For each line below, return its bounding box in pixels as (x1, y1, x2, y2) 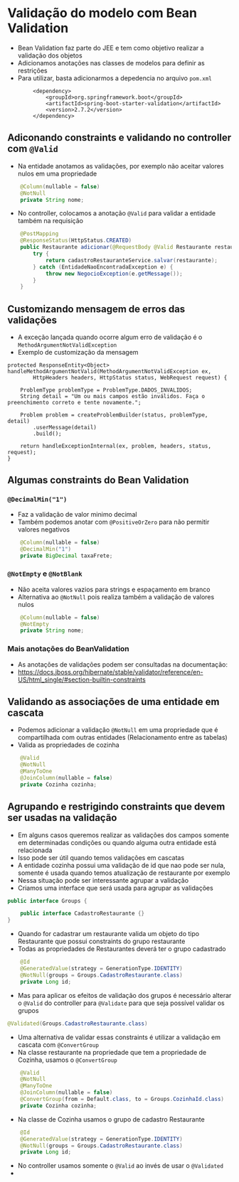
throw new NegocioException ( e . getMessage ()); (45, 270, 183, 277)
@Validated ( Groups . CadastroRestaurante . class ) (7, 1020, 148, 1027)
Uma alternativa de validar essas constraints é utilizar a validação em (17, 1033, 221, 1041)
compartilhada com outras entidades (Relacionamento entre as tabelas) (17, 734, 228, 742)
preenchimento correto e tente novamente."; (7, 399, 142, 407)
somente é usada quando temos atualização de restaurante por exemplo (17, 869, 230, 877)
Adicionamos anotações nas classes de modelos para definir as (17, 58, 205, 67)
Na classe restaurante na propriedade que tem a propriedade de (17, 1048, 207, 1056)
